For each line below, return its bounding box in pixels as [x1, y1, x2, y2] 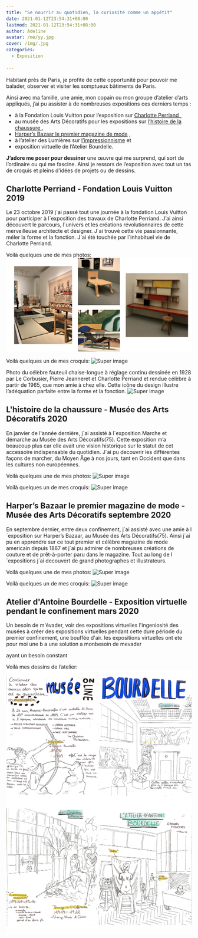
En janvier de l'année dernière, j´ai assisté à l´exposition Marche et [6, 429, 167, 436]
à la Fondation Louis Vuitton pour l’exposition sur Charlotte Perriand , [14, 111, 182, 119]
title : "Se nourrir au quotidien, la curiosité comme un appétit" [6, 9, 173, 15]
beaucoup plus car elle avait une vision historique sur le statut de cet [6, 442, 174, 449]
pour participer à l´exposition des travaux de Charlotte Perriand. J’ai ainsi [6, 215, 184, 222]
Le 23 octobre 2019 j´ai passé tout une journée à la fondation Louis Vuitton [6, 209, 187, 216]
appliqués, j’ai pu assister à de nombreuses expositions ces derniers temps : [6, 100, 192, 107]
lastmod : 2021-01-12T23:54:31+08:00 [6, 22, 96, 28]
